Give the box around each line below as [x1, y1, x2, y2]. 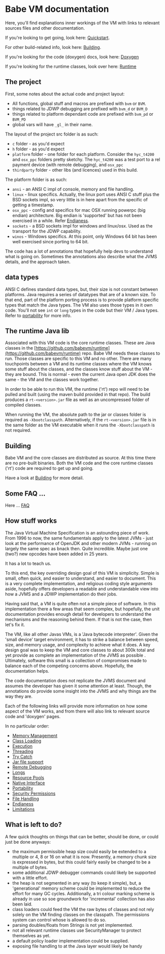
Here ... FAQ [5, 502, 30, 508]
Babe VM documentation [5, 3, 109, 15]
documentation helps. [5, 668, 49, 674]
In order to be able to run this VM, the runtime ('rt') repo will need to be [5, 386, 149, 392]
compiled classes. [5, 402, 42, 408]
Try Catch [12, 753, 33, 760]
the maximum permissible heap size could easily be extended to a [12, 848, 147, 854]
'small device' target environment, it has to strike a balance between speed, [5, 636, 159, 642]
